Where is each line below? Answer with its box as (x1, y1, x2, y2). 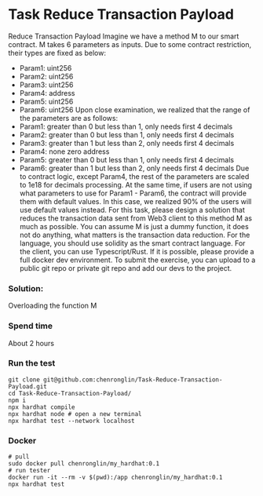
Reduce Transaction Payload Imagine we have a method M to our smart (8, 31, 239, 41)
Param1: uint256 (19, 63, 72, 72)
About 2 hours (8, 338, 55, 348)
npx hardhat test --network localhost (8, 417, 135, 425)
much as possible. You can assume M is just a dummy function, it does (19, 221, 249, 231)
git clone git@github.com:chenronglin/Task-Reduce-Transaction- (8, 375, 223, 384)
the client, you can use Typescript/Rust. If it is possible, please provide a (19, 246, 254, 256)
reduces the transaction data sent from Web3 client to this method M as (19, 213, 253, 223)
